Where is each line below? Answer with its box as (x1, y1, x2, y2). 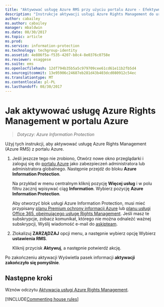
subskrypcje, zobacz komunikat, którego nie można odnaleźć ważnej (12, 216, 151, 222)
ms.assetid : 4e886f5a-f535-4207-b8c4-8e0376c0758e (5, 52, 110, 58)
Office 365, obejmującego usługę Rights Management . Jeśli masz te (12, 211, 150, 217)
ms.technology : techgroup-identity (5, 48, 78, 53)
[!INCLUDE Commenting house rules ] (5, 296, 79, 302)
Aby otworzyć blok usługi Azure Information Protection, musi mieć (12, 200, 145, 206)
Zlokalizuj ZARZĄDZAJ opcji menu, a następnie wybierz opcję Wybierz (12, 230, 156, 236)
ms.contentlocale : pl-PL (5, 79, 56, 84)
